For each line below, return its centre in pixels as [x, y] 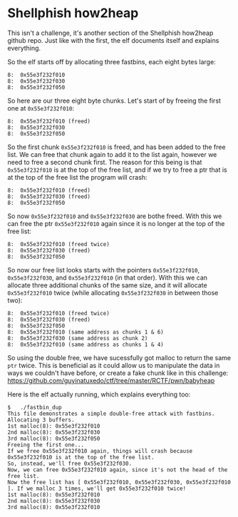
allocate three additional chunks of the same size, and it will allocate [108, 285]
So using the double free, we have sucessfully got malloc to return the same [119, 357]
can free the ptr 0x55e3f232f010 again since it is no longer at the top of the [116, 223]
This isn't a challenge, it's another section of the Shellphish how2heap [110, 33]
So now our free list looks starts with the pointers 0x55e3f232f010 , [104, 270]
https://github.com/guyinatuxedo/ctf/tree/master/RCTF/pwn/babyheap [111, 380]
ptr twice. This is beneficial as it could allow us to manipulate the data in [114, 365]
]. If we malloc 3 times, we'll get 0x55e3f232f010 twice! [97, 488]
